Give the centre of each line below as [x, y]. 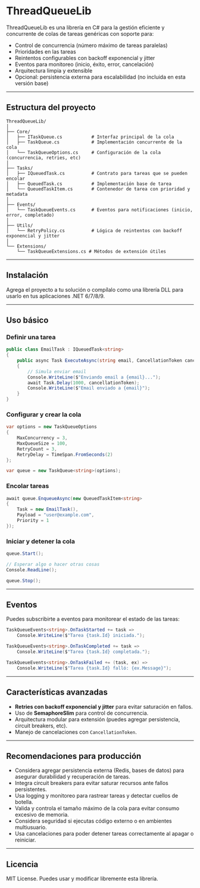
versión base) [32, 83]
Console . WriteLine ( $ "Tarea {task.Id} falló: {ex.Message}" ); [94, 668]
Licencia [22, 864]
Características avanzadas [57, 692]
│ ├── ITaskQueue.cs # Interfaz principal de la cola [90, 137]
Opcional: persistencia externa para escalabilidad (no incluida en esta [100, 77]
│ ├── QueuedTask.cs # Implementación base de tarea [89, 184]
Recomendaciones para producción [74, 756]
